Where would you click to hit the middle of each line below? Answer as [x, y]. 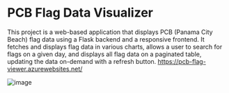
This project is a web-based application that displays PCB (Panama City [110, 32]
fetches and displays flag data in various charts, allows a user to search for [115, 46]
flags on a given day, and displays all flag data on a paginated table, [104, 54]
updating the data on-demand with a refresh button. [82, 61]
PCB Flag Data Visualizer [80, 13]
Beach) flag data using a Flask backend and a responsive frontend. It [106, 39]
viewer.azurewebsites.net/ [45, 69]
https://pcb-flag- [182, 61]
